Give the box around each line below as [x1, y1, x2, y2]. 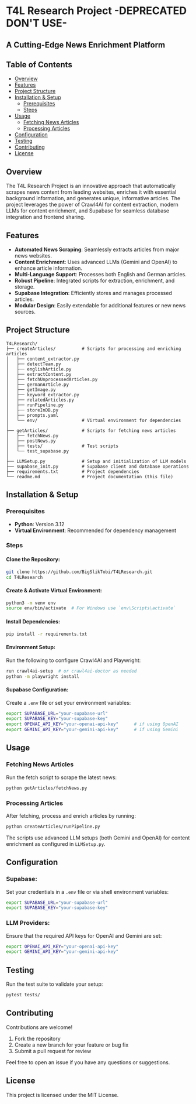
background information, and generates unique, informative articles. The [6, 195, 181, 202]
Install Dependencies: [6, 618, 60, 625]
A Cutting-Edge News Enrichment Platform [6, 40, 165, 50]
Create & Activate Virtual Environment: [6, 587, 102, 594]
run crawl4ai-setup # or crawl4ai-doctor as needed [6, 668, 137, 674]
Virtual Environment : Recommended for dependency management [14, 527, 177, 534]
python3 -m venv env [6, 600, 57, 606]
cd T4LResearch [6, 574, 43, 580]
